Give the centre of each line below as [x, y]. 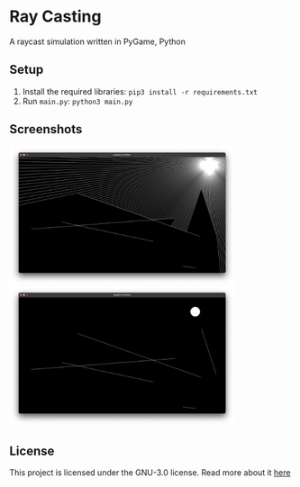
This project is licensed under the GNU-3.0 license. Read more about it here [150, 473]
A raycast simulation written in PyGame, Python [98, 41]
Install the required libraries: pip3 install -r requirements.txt [140, 91]
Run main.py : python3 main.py [77, 101]
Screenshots [46, 129]
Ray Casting [55, 17]
